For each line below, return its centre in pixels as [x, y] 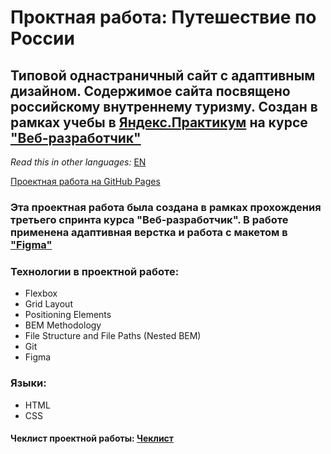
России [42, 38]
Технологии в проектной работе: [95, 271]
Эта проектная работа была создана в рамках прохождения [166, 207]
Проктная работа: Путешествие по [163, 17]
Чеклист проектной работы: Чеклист [92, 438]
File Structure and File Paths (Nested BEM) [113, 336]
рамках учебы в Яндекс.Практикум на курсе [159, 122]
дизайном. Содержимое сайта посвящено [150, 91]
